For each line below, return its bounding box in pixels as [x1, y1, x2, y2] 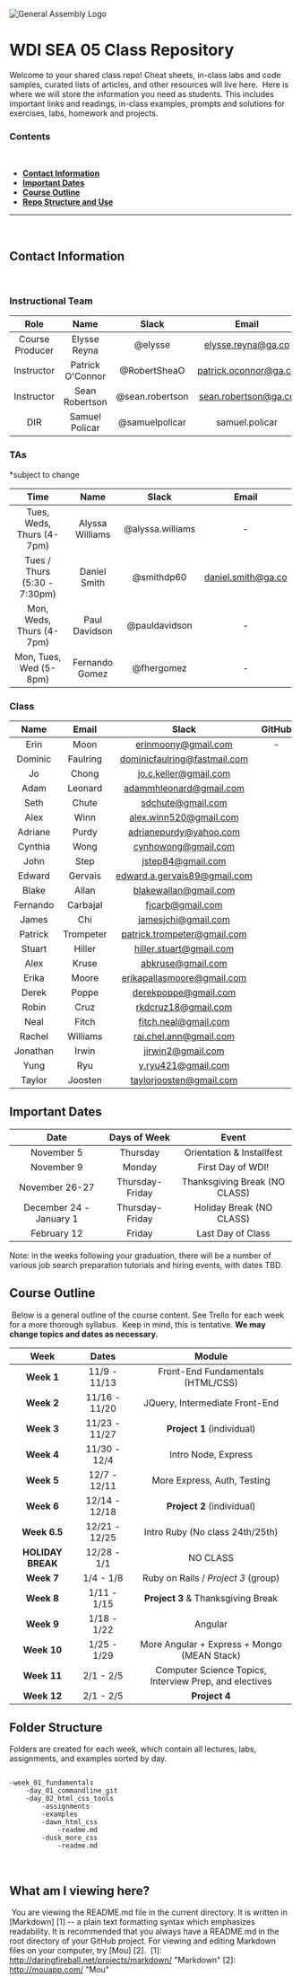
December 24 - [23, 1201, 90, 1213]
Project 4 [191, 1689, 231, 1702]
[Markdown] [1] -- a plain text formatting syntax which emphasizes [9, 1917, 255, 1927]
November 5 [30, 1146, 83, 1159]
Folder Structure [9, 1720, 103, 1735]
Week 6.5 [21, 1525, 64, 1538]
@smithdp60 [132, 570, 187, 583]
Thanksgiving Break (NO [182, 1175, 285, 1187]
